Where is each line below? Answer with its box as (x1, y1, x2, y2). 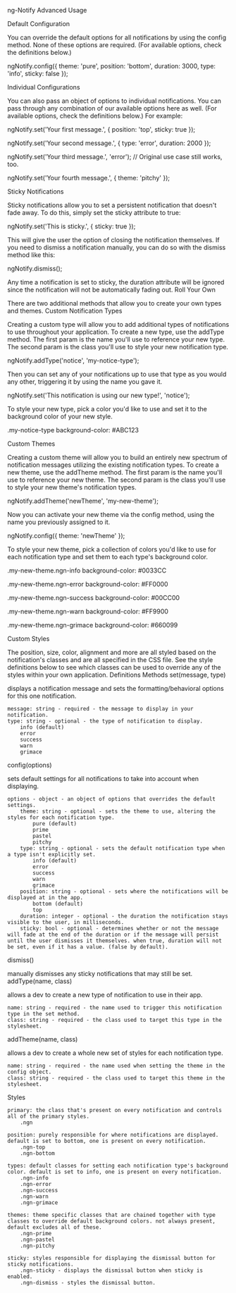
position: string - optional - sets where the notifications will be (20, 888, 229, 895)
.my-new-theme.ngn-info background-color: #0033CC (7, 566, 167, 575)
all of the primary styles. (7, 1113, 90, 1120)
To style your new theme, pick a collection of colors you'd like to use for (7, 545, 216, 554)
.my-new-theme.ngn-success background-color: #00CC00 (7, 594, 180, 601)
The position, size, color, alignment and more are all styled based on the (7, 648, 216, 656)
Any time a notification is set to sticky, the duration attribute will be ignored (7, 278, 225, 286)
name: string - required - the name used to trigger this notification (7, 1004, 222, 1011)
